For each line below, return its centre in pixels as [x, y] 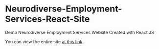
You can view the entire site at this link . [45, 41]
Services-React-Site [47, 19]
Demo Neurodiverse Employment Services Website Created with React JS [79, 32]
